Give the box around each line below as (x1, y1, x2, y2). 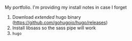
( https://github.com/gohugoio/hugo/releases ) (12, 20, 108, 25)
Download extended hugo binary (12, 14, 81, 20)
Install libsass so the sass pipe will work (12, 25, 96, 31)
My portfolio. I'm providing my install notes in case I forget (5, 5, 127, 10)
